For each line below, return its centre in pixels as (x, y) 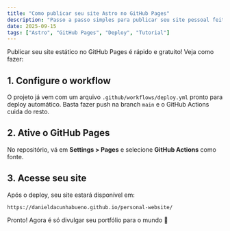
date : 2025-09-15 (32, 26)
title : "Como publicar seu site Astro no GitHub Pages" (88, 13)
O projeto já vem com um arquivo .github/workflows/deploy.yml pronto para (115, 97)
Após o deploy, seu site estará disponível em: (71, 195)
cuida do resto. (28, 112)
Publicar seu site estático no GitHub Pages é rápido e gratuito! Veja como (111, 52)
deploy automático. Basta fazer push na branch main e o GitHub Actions (108, 105)
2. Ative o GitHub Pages (59, 133)
